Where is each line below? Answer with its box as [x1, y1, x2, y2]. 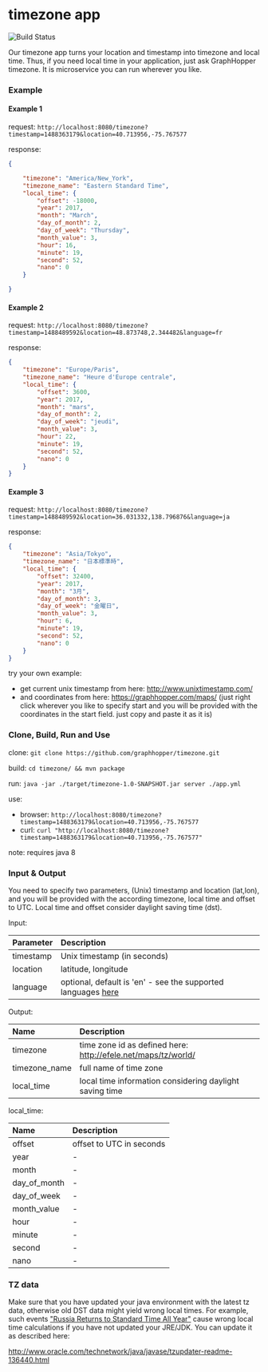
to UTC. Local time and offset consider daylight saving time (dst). [8, 903, 223, 913]
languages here [60, 987, 120, 998]
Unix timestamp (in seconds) [60, 951, 169, 962]
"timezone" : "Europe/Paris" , [22, 366, 120, 374]
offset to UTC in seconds [72, 1139, 166, 1150]
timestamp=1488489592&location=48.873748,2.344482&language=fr [8, 329, 223, 337]
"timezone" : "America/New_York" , [22, 174, 134, 182]
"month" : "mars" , [37, 403, 94, 411]
